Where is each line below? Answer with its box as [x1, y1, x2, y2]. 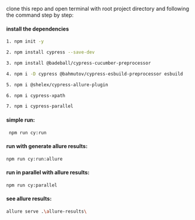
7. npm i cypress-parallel [6, 103, 74, 110]
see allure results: [6, 195, 52, 203]
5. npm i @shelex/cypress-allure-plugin [6, 82, 109, 88]
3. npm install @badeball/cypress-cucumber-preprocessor [6, 60, 151, 66]
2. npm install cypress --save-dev [6, 49, 95, 56]
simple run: [6, 116, 35, 123]
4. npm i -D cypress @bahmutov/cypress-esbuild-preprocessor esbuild [6, 71, 184, 77]
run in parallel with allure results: [6, 169, 90, 176]
